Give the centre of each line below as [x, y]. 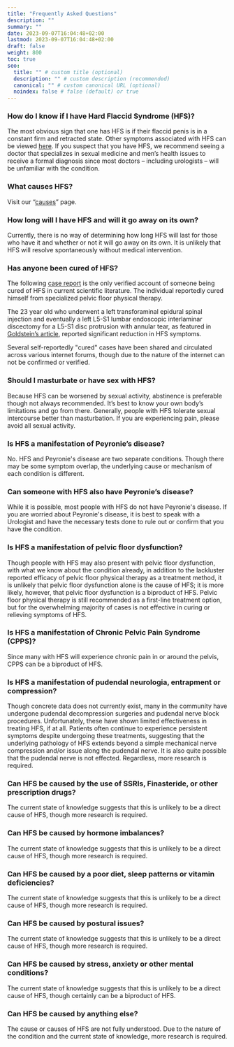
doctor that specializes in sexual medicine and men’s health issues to [107, 154]
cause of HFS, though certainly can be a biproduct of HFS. [92, 995]
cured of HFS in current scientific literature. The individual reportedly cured [116, 291]
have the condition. [35, 529]
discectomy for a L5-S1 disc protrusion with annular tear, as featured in [109, 326]
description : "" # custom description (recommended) [92, 79]
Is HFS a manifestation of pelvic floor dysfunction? [95, 547]
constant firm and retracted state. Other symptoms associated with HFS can [117, 139]
